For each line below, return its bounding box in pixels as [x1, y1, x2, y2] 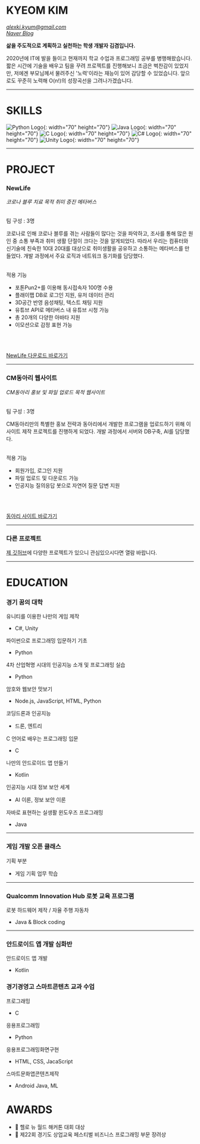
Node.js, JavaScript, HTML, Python [14, 697, 101, 704]
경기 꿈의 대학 [6, 598, 43, 607]
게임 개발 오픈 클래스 [6, 842, 61, 851]
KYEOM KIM [6, 4, 68, 17]
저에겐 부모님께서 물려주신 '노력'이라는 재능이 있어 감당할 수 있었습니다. [14, 69, 180, 76]
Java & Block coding [14, 919, 65, 926]
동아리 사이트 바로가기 [6, 512, 58, 520]
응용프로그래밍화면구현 [6, 1046, 60, 1053]
